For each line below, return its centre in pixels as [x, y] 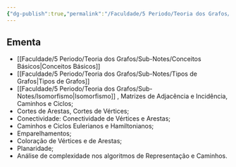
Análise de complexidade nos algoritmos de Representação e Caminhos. [122, 156]
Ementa [24, 42]
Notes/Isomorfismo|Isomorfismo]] [66, 96]
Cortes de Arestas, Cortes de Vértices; [73, 111]
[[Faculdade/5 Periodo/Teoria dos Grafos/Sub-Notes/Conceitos [109, 59]
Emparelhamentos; [44, 133]
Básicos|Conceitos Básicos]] [58, 67]
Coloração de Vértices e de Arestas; [69, 141]
